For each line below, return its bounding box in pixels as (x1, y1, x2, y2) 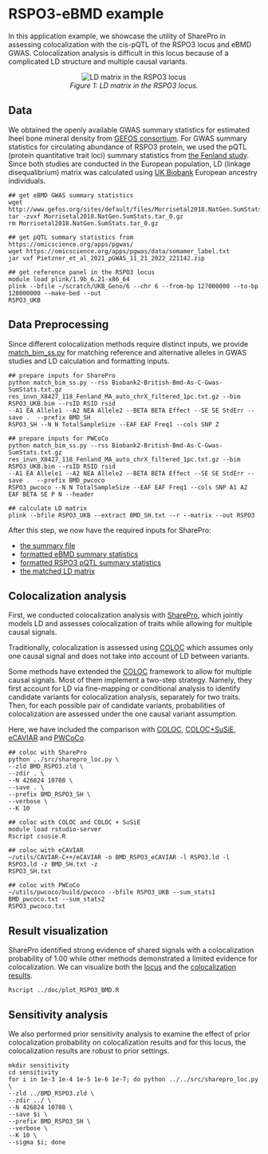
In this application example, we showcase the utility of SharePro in (8, 31, 226, 41)
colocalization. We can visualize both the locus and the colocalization (8, 962, 237, 972)
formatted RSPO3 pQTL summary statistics (19, 557, 162, 567)
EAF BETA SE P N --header (8, 490, 94, 498)
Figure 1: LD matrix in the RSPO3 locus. (69, 81, 199, 90)
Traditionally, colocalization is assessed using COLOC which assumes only (8, 643, 254, 652)
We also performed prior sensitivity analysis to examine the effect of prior (8, 1029, 250, 1038)
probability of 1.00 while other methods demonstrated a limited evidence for (8, 954, 258, 963)
